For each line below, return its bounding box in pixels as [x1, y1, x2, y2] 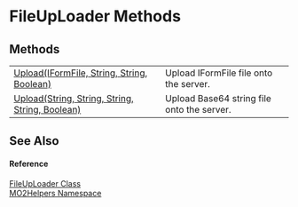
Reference [9, 158, 49, 169]
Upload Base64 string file [165, 92, 272, 104]
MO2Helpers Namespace [9, 187, 102, 198]
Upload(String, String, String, [13, 92, 135, 104]
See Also [9, 133, 59, 148]
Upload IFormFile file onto [165, 67, 273, 79]
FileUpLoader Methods [9, 6, 182, 27]
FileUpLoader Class [9, 178, 82, 188]
